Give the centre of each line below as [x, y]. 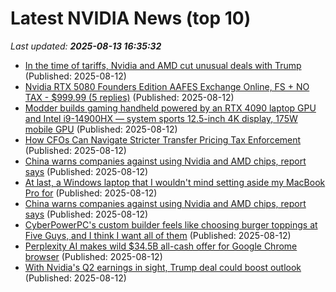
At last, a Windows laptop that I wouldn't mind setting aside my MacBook [175, 182]
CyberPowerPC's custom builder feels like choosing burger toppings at [171, 224]
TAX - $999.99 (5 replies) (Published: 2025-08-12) [129, 97]
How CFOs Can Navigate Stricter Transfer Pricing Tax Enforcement [163, 139]
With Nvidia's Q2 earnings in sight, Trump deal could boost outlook [163, 267]
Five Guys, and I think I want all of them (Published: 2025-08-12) [158, 235]
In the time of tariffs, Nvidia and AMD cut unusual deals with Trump [163, 65]
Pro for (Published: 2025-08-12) [91, 193]
